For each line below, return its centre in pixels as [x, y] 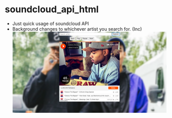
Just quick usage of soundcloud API [51, 23]
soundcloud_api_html [52, 9]
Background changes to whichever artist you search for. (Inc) [77, 29]
